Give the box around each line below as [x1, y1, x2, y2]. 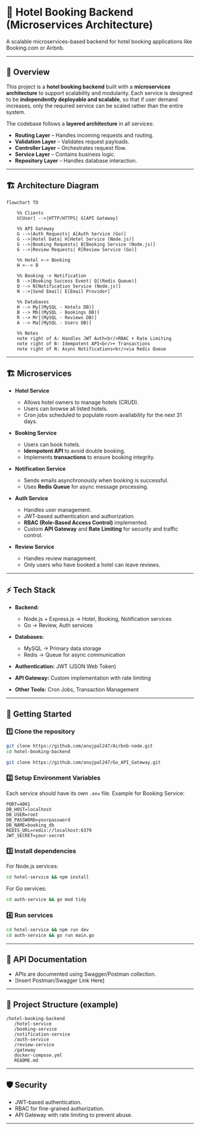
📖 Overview [6, 67, 50, 77]
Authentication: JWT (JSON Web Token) [14, 663, 117, 670]
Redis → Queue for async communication [23, 651, 126, 659]
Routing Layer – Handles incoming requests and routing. [14, 131, 154, 139]
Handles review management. [23, 555, 97, 562]
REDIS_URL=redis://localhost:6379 [6, 827, 92, 833]
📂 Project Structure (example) [6, 1000, 118, 1010]
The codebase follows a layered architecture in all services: [6, 120, 154, 127]
